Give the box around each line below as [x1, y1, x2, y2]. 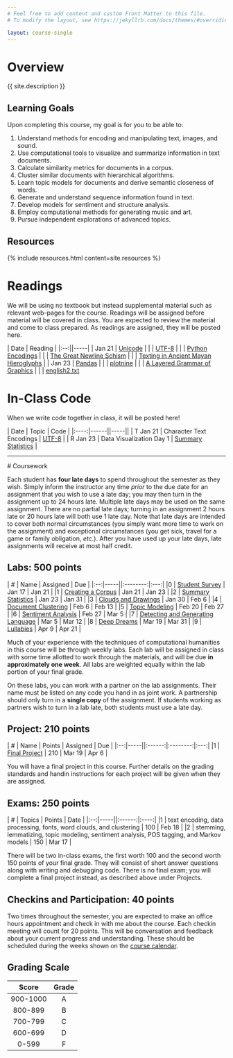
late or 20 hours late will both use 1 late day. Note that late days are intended [7, 512, 225, 520]
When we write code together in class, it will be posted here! [7, 413, 180, 422]
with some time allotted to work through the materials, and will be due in [7, 652, 214, 661]
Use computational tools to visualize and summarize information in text [17, 149, 220, 157]
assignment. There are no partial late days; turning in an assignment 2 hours [7, 504, 225, 513]
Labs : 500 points [7, 562, 82, 574]
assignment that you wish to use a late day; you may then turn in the [7, 490, 202, 498]
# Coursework [7, 461, 49, 470]
